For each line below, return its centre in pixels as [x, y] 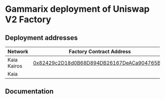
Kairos [15, 66]
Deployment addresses [41, 38]
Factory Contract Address [100, 51]
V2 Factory [28, 19]
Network [18, 51]
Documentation [29, 91]
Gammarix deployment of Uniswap [77, 9]
